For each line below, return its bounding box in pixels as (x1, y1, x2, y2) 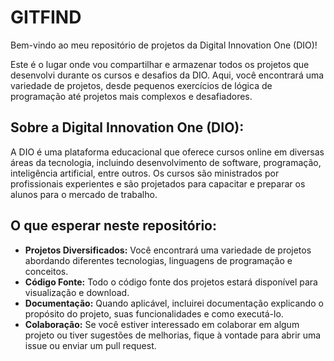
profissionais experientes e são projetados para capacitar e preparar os (10, 177, 306, 190)
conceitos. (24, 265, 69, 277)
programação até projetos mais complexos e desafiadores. (10, 90, 253, 102)
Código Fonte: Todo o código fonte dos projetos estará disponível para (24, 276, 318, 288)
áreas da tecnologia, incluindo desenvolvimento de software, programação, (10, 156, 322, 168)
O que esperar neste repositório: (10, 217, 217, 235)
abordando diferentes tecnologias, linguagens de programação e (24, 254, 293, 266)
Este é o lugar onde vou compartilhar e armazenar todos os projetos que (10, 58, 310, 70)
